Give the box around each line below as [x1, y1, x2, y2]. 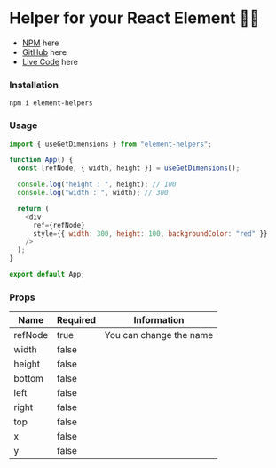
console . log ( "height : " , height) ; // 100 [17, 180, 177, 190]
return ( [17, 204, 50, 213]
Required [56, 314, 96, 327]
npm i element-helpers [9, 99, 93, 108]
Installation [9, 78, 59, 91]
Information [133, 314, 185, 327]
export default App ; [9, 270, 86, 279]
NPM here [21, 37, 59, 48]
